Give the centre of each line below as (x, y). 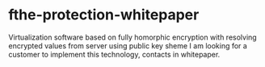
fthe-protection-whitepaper (104, 15)
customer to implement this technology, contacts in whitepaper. (114, 54)
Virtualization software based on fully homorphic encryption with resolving (132, 37)
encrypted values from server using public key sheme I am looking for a (128, 45)
